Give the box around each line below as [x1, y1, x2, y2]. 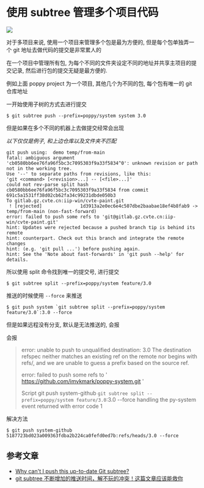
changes [6, 240, 26, 247]
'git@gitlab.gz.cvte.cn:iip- [101, 214, 176, 220]
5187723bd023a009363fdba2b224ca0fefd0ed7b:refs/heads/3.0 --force [6, 432, 179, 438]
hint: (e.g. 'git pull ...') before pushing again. [6, 246, 140, 252]
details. [6, 257, 29, 263]
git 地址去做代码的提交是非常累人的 [13, 46, 102, 53]
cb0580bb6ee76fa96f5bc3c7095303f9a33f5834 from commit [6, 187, 149, 193]
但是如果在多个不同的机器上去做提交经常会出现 [6, 124, 124, 132]
